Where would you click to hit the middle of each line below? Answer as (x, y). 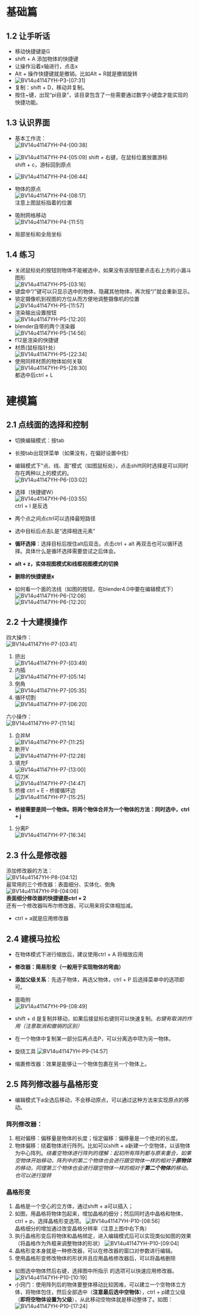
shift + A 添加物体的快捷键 (46, 59)
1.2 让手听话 (28, 36)
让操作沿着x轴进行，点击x (46, 66)
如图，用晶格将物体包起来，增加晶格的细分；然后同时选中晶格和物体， (100, 1214)
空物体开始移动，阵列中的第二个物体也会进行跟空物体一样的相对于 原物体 (103, 1160)
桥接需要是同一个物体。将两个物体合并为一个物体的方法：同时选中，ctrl (102, 810)
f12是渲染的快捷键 (37, 340)
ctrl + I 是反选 (31, 505)
